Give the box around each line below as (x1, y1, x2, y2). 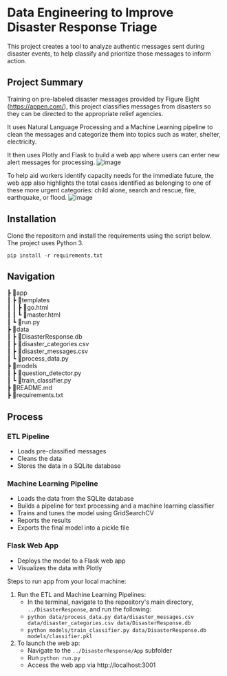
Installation (7, 213, 56, 225)
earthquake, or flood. (7, 193, 67, 201)
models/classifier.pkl (27, 633, 93, 640)
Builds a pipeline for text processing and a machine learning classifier (17, 502, 215, 510)
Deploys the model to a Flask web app (17, 556, 126, 565)
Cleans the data (17, 455, 63, 463)
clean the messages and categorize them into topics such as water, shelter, (7, 130, 221, 138)
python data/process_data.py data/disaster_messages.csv (27, 613, 195, 620)
